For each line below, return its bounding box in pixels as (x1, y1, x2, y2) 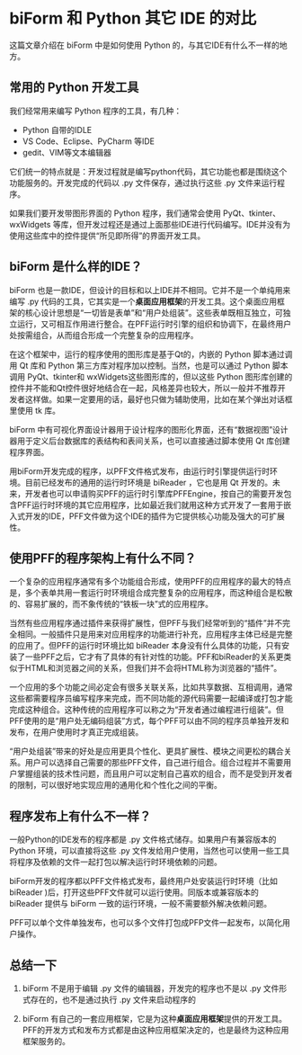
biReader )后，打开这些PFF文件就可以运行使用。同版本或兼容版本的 (9, 887, 259, 898)
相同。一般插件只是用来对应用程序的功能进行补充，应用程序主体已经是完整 (16, 629, 293, 639)
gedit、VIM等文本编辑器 (22, 147, 112, 157)
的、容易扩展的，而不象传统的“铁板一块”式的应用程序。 (9, 599, 214, 610)
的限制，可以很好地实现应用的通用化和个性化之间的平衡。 (9, 780, 222, 791)
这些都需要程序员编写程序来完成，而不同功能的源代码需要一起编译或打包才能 (9, 693, 293, 704)
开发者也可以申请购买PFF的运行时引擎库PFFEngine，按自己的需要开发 (24, 487, 285, 499)
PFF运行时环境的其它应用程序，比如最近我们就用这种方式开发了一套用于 (16, 499, 284, 510)
